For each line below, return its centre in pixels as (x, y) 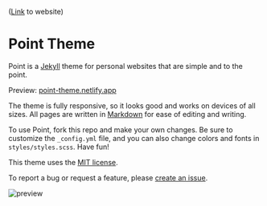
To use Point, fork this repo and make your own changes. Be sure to (121, 129)
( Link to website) (36, 12)
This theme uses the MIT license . (63, 162)
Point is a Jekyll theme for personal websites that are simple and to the (125, 66)
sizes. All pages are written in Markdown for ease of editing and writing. (127, 114)
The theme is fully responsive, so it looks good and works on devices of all (132, 105)
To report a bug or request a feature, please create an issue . (108, 178)
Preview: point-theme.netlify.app (62, 90)
